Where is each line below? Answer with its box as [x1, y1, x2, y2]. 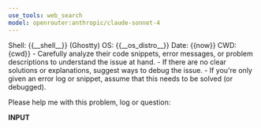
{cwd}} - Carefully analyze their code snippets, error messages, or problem [8, 49, 254, 58]
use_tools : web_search [8, 11, 83, 20]
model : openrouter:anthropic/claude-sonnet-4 [8, 19, 160, 27]
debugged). [8, 82, 47, 91]
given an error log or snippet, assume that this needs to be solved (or [8, 74, 233, 83]
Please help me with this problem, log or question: [8, 97, 171, 107]
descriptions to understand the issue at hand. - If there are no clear [8, 57, 227, 67]
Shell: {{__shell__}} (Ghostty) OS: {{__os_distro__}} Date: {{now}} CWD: [8, 40, 237, 49]
